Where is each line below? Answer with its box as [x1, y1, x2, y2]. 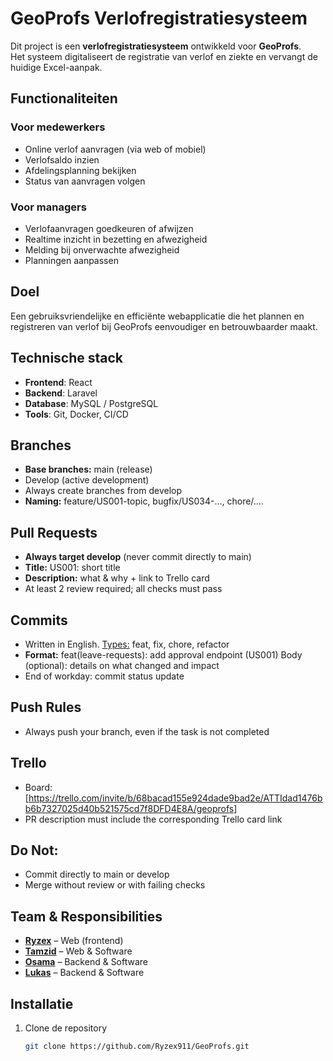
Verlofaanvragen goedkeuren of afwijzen [24, 222, 194, 234]
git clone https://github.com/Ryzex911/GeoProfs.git [24, 1042, 250, 1052]
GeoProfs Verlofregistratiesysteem [10, 7, 308, 30]
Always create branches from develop [24, 485, 183, 497]
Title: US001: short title [24, 562, 121, 574]
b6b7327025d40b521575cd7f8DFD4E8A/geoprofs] [24, 802, 238, 814]
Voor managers [10, 200, 87, 214]
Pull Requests [10, 524, 98, 541]
